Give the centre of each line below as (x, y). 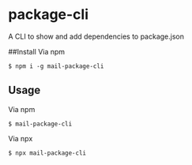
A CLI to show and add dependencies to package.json (96, 36)
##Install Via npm (37, 51)
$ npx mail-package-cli (47, 153)
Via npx (21, 138)
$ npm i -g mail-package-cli (56, 66)
